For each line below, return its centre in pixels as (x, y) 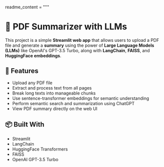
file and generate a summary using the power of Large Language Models (80, 45)
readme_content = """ (27, 7)
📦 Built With (25, 124)
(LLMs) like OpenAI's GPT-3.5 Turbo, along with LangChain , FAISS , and (78, 50)
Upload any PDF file (32, 83)
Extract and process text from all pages (52, 88)
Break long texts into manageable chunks (54, 93)
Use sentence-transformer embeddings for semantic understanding (81, 98)
